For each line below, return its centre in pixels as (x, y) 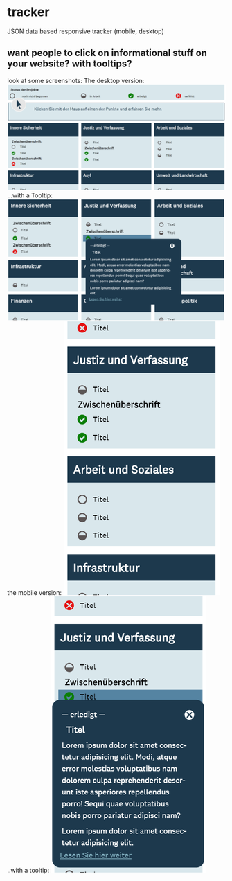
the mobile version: (35, 592)
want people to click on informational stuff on (107, 53)
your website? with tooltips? (70, 64)
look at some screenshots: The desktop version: (76, 80)
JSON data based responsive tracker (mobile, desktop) (86, 31)
